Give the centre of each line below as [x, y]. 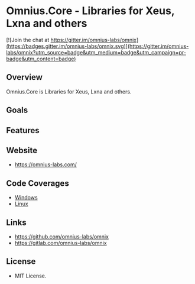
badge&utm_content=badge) [41, 59]
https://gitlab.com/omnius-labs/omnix [61, 243]
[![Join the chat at [28, 40]
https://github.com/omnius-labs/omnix [62, 236]
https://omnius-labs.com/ [45, 164]
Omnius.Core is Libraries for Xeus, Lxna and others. [69, 91]
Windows [26, 198]
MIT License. [30, 276]
